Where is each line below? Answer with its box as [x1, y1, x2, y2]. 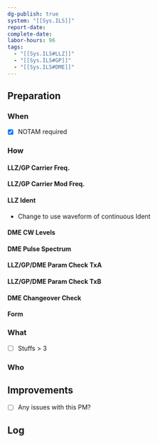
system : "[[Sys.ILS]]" [7, 17, 75, 24]
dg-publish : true [7, 10, 59, 18]
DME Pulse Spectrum [7, 244, 71, 253]
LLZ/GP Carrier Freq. [7, 163, 70, 172]
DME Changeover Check [7, 293, 82, 302]
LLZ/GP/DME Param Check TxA [7, 261, 102, 270]
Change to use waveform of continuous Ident [17, 212, 151, 220]
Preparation [7, 90, 61, 102]
